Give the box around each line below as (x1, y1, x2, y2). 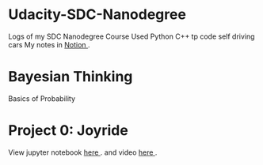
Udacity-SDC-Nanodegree (8, 6, 186, 24)
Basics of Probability (8, 93, 76, 103)
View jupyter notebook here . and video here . (8, 148, 158, 157)
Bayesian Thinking (8, 68, 133, 86)
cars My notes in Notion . (8, 39, 90, 49)
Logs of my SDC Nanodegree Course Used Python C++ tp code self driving (8, 32, 255, 41)
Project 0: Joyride (8, 122, 128, 140)
